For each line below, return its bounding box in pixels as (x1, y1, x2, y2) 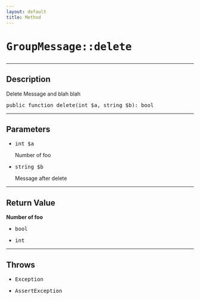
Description (6, 74, 51, 84)
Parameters (6, 124, 51, 134)
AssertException (14, 287, 62, 294)
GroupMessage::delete (6, 40, 132, 53)
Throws (6, 259, 36, 270)
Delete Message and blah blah (6, 90, 81, 97)
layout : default (6, 8, 46, 15)
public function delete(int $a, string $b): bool (6, 102, 154, 108)
